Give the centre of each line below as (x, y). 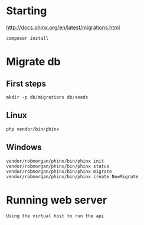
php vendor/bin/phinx (33, 129)
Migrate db (33, 62)
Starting (27, 11)
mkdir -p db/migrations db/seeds (47, 97)
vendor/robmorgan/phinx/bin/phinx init (55, 161)
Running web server (57, 200)
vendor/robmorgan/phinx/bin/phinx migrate (59, 171)
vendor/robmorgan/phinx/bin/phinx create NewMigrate (72, 176)
